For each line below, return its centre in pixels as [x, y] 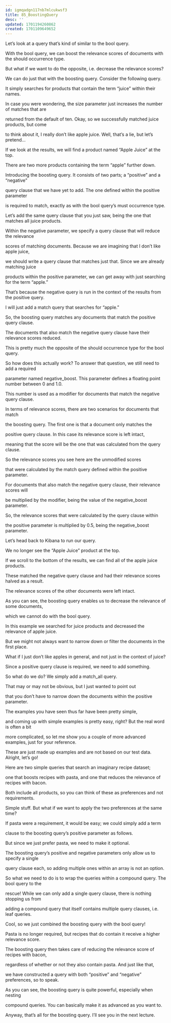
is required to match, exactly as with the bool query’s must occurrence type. [86, 206]
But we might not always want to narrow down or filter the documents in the [85, 642]
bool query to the [23, 884]
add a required [21, 369]
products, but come [26, 125]
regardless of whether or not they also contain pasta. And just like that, [80, 965]
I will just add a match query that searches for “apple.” [62, 307]
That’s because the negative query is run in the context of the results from [83, 292]
